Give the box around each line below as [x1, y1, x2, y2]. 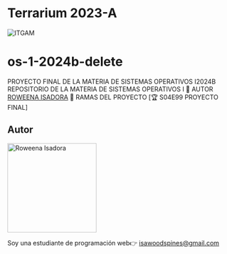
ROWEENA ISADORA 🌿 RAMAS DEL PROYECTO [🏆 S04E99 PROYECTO [7, 93, 219, 101]
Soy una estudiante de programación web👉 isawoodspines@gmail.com [7, 238, 219, 247]
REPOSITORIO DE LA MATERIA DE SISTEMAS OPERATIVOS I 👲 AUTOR [7, 84, 213, 93]
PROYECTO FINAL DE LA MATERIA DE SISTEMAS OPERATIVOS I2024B [7, 77, 216, 86]
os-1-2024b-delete [7, 54, 123, 70]
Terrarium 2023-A [7, 5, 117, 21]
